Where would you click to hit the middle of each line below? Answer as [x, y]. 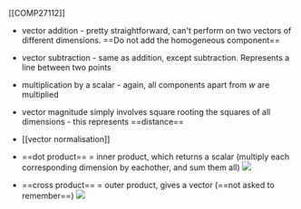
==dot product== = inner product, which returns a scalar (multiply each [155, 157]
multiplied [40, 95]
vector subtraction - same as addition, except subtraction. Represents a [155, 57]
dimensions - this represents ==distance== [103, 122]
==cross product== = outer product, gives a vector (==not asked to [148, 185]
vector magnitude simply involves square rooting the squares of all [146, 112]
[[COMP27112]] [37, 13]
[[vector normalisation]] [66, 139]
